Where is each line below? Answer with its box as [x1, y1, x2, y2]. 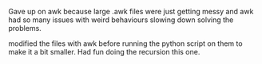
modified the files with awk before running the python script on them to [8, 39, 243, 48]
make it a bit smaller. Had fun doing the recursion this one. [8, 47, 200, 56]
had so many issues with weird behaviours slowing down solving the [8, 15, 234, 24]
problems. [8, 24, 42, 32]
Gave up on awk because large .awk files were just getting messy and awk [8, 7, 254, 16]
